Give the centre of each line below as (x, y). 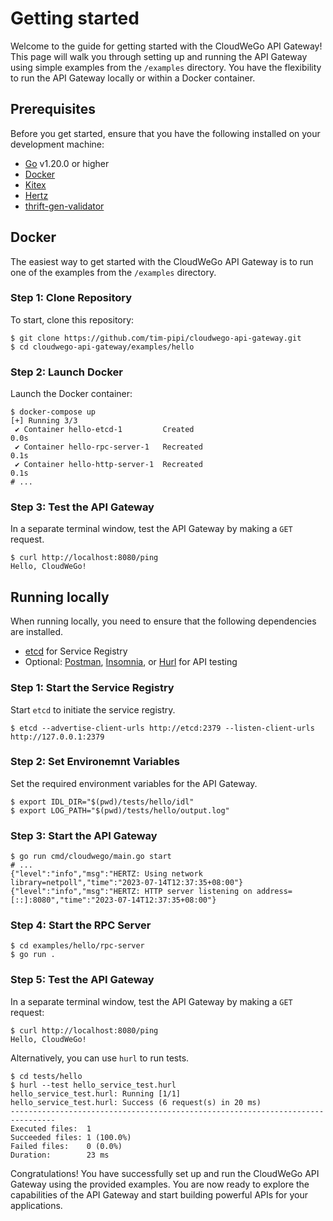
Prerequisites (53, 109)
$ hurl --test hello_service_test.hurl (93, 1085)
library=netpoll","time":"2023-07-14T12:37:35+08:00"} (127, 883)
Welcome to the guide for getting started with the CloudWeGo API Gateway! (166, 46)
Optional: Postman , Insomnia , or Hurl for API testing (131, 662)
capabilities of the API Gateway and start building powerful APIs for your (159, 1194)
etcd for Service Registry (76, 651)
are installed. (37, 632)
